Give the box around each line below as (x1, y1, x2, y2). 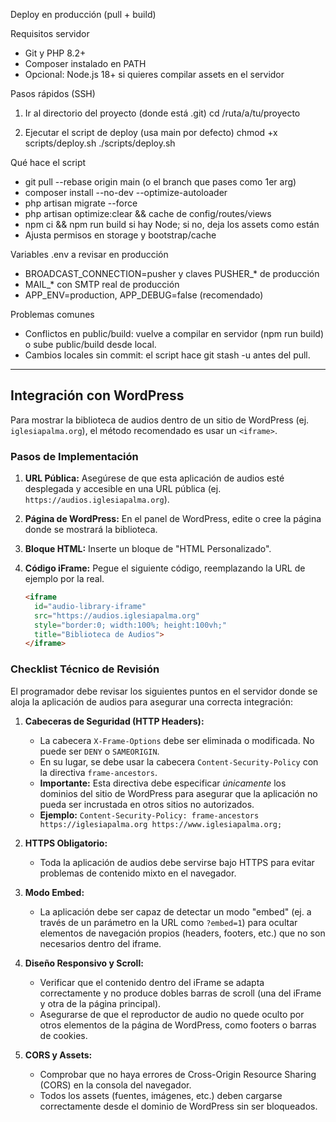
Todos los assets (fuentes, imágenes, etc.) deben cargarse (39, 1089, 283, 1101)
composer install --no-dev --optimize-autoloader (24, 187, 228, 198)
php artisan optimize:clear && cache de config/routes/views (24, 208, 272, 219)
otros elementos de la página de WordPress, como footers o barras (39, 1019, 317, 1031)
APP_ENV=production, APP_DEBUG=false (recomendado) (24, 289, 264, 301)
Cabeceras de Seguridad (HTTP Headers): (24, 715, 205, 727)
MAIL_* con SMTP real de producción (24, 279, 180, 290)
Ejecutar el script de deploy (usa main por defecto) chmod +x (24, 127, 278, 138)
